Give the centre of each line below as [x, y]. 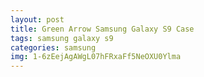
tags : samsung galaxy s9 [62, 38]
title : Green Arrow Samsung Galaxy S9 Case [102, 29]
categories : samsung [53, 47]
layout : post [37, 19]
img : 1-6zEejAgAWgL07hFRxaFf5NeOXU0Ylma [96, 57]
